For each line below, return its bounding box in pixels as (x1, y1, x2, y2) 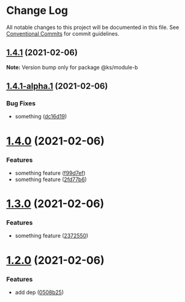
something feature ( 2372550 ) (14, 232, 89, 239)
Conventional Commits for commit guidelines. (6, 30, 119, 37)
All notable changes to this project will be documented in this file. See (6, 24, 180, 31)
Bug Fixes (6, 99, 36, 108)
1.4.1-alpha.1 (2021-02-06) (6, 81, 108, 91)
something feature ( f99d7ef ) (14, 169, 86, 176)
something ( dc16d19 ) (14, 113, 67, 120)
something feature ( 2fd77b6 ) (14, 176, 87, 183)
